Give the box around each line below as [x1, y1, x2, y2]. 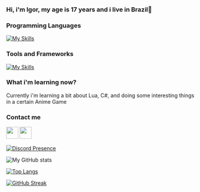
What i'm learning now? [6, 78, 76, 86]
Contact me [6, 113, 41, 121]
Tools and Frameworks [6, 50, 73, 58]
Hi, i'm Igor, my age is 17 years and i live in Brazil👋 [6, 5, 152, 14]
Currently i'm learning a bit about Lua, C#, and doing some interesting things [6, 92, 195, 99]
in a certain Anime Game [6, 98, 67, 105]
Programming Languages [6, 21, 82, 29]
